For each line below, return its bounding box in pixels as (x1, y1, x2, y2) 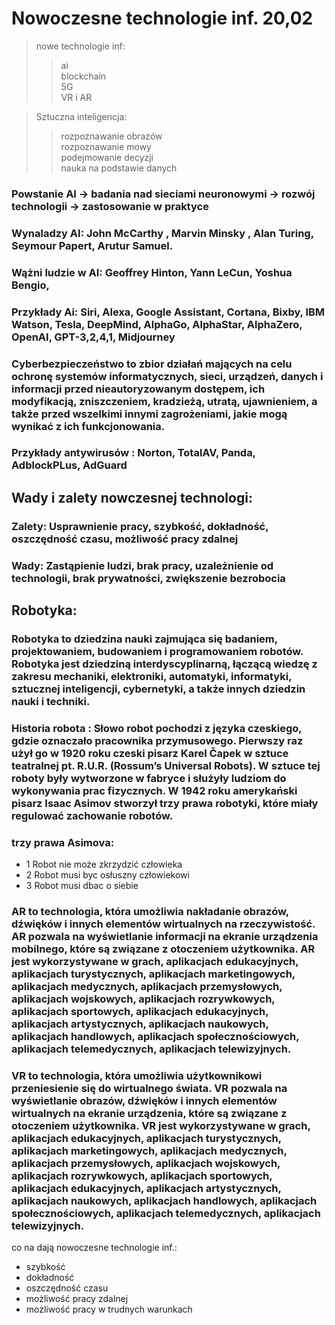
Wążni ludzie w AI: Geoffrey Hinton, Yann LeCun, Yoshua (11, 265, 293, 279)
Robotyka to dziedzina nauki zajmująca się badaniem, (11, 632, 278, 646)
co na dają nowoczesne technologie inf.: (11, 1242, 178, 1254)
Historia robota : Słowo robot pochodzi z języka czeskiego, (11, 721, 303, 735)
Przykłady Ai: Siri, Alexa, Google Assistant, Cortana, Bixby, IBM (11, 305, 326, 319)
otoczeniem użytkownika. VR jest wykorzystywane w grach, (11, 1119, 311, 1133)
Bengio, (11, 278, 51, 292)
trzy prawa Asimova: (11, 835, 115, 849)
